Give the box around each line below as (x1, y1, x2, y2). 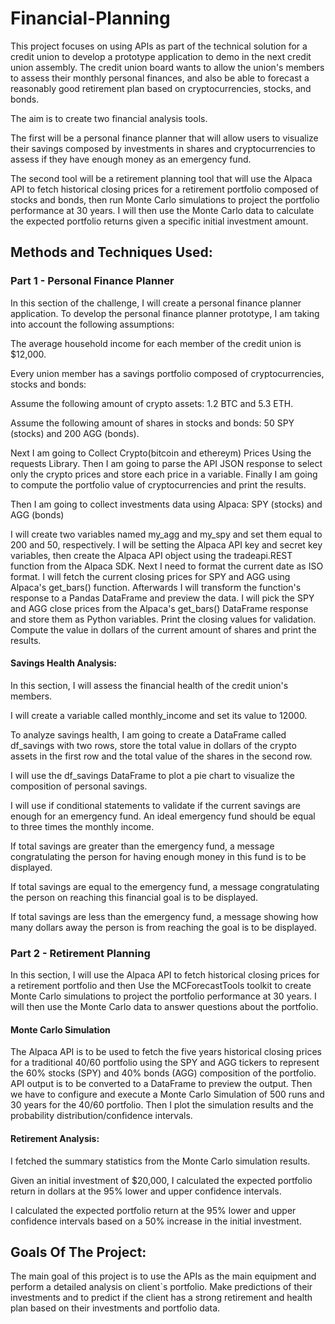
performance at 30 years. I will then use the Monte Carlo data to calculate (10, 204, 315, 216)
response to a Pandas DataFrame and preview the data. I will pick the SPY (10, 592, 315, 604)
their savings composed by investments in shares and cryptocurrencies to (10, 142, 316, 154)
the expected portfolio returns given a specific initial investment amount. (10, 215, 309, 227)
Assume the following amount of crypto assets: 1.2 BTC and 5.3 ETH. (10, 397, 294, 409)
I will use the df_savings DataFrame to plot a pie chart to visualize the (10, 769, 295, 781)
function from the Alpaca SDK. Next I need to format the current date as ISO (10, 560, 324, 572)
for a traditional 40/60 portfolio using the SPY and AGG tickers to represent (10, 1057, 320, 1069)
